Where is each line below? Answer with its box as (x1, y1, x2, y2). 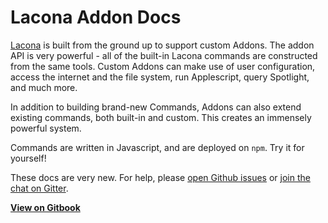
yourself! (10, 152, 47, 164)
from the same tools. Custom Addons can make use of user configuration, (10, 60, 316, 72)
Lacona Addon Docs (10, 6, 182, 29)
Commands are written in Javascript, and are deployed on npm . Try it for (10, 141, 305, 153)
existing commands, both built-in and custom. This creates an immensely (10, 111, 312, 123)
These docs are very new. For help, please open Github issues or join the (10, 171, 311, 183)
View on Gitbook (10, 201, 81, 213)
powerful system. (10, 122, 82, 134)
